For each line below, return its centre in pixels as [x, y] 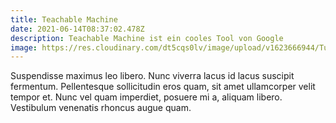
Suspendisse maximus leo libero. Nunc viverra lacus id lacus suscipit [152, 76]
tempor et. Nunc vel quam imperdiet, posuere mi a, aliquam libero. [146, 97]
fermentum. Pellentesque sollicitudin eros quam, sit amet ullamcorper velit [163, 87]
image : [24, 47]
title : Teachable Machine [64, 19]
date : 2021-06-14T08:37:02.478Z [77, 29]
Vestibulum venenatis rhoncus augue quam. [101, 108]
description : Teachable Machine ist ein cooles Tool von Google [147, 38]
